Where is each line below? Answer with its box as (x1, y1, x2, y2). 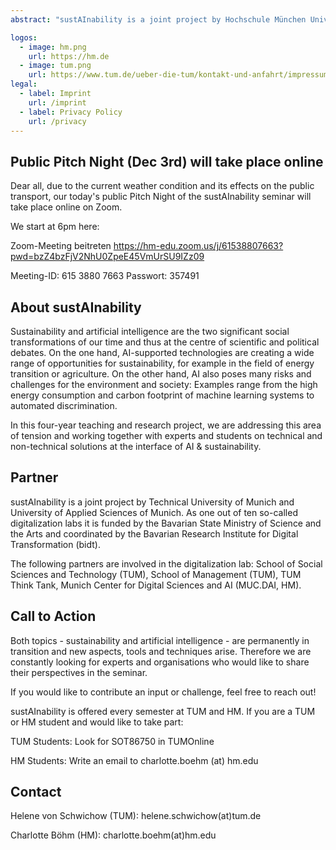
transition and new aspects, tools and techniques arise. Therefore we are (10, 645, 312, 657)
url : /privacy (28, 116, 87, 126)
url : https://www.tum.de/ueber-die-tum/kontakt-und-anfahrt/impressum (28, 70, 329, 80)
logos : (10, 32, 38, 43)
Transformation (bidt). (10, 538, 101, 550)
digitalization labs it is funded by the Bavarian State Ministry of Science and (10, 517, 322, 529)
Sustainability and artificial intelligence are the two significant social (10, 326, 290, 337)
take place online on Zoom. (10, 201, 123, 213)
